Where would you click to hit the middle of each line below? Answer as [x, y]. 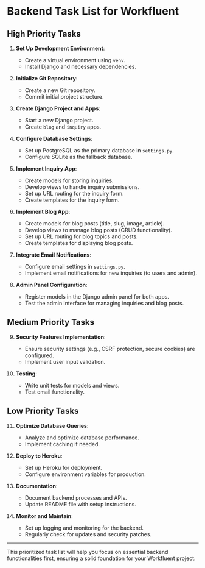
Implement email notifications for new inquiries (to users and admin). [111, 273]
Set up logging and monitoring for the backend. [84, 528]
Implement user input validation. [65, 361]
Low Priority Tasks [43, 411]
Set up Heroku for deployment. [64, 467]
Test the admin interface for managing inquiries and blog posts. [104, 303]
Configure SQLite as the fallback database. [78, 157]
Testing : [26, 374]
